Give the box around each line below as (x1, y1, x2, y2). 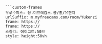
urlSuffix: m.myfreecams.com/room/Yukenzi (5, 15, 97, 20)
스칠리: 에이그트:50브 (5, 29, 45, 34)
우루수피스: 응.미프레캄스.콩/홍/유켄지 (5, 10, 75, 15)
